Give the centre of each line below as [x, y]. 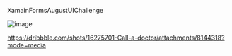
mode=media [27, 45]
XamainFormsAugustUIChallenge [56, 10]
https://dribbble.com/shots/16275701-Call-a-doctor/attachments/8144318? [116, 38]
